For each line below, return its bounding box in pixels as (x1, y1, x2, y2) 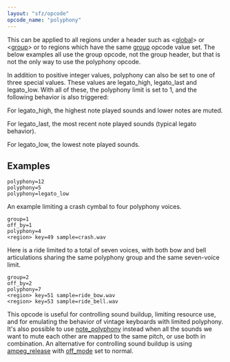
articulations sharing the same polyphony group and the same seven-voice (7, 253, 220, 262)
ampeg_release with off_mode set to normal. (7, 347, 134, 355)
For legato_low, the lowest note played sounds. (7, 140, 140, 148)
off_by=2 (7, 280, 32, 287)
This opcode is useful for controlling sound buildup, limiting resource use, (7, 310, 216, 319)
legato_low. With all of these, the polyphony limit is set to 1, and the (7, 86, 198, 94)
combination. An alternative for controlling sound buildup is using (7, 339, 193, 348)
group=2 (7, 274, 30, 281)
